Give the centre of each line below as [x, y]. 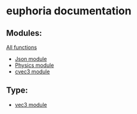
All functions [22, 47]
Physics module [34, 65]
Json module [31, 59]
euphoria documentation [69, 11]
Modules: [24, 33]
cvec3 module [32, 72]
